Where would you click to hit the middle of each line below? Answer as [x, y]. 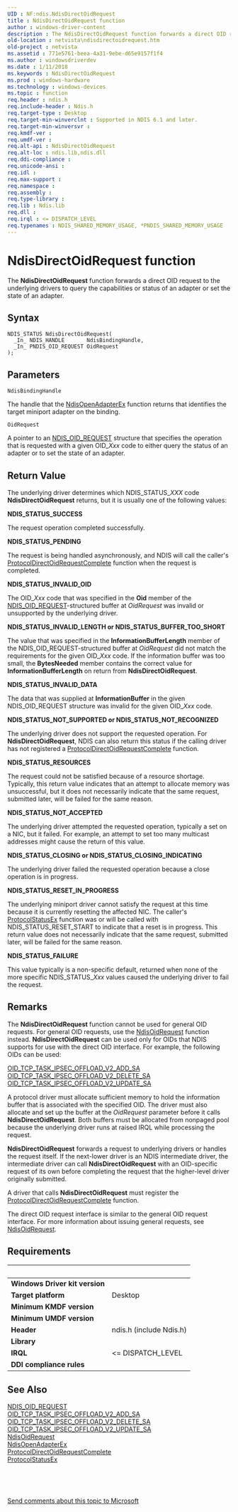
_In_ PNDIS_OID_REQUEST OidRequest [66, 347]
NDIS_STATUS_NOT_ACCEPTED [55, 813]
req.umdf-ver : [30, 139]
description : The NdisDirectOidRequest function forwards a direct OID [117, 34]
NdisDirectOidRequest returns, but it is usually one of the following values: [117, 500]
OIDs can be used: [34, 1054]
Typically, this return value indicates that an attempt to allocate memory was [119, 784]
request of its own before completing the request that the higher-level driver [119, 1171]
